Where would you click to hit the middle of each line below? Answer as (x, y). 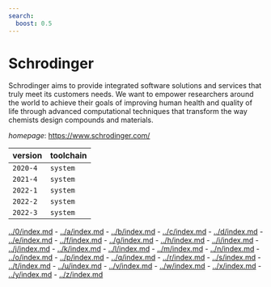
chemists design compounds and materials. (81, 120)
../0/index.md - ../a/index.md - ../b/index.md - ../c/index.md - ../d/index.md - (136, 232)
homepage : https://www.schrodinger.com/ (79, 136)
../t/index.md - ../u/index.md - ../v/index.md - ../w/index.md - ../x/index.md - (135, 266)
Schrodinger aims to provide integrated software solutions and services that (135, 86)
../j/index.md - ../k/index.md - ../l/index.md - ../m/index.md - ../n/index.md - (134, 249)
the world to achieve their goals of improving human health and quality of (131, 103)
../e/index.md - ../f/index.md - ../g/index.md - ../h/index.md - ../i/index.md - (133, 240)
